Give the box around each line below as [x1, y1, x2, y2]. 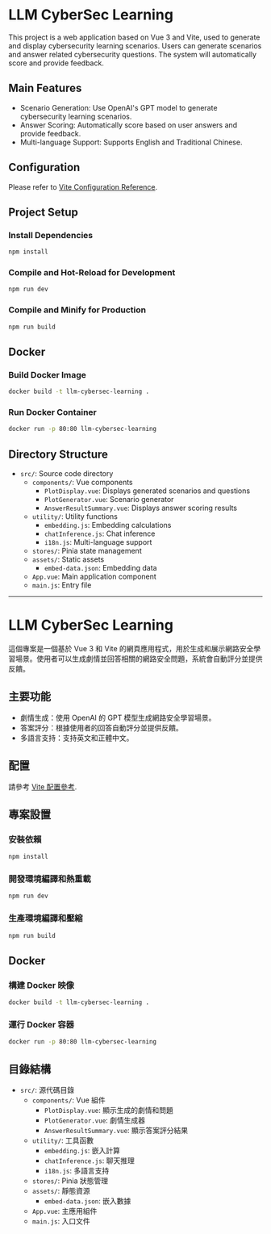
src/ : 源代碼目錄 [19, 1086, 75, 1095]
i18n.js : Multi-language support [44, 538, 152, 547]
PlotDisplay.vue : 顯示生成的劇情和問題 [44, 1106, 173, 1115]
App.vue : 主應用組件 [31, 1207, 98, 1216]
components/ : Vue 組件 [31, 1095, 106, 1105]
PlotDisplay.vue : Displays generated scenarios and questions [44, 486, 251, 496]
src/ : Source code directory [19, 469, 114, 479]
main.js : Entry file [31, 580, 92, 590]
